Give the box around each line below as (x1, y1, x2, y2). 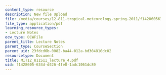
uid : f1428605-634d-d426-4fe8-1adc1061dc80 (5, 62, 96, 67)
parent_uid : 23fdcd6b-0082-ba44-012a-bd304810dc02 (5, 48, 112, 53)
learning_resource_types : (5, 26, 58, 31)
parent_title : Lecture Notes (5, 39, 65, 44)
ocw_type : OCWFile (5, 35, 43, 40)
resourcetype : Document (5, 53, 54, 58)
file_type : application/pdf (5, 21, 63, 26)
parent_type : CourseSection (5, 44, 63, 49)
